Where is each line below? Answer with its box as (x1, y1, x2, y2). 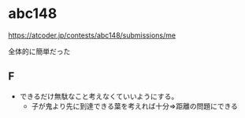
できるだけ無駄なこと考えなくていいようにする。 (19, 91, 179, 101)
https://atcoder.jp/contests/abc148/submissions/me (8, 30, 176, 40)
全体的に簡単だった (8, 46, 71, 55)
